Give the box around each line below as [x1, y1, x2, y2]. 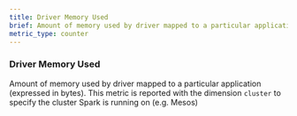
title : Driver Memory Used [9, 12, 109, 22]
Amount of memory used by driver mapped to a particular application [9, 78, 262, 89]
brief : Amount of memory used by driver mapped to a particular [9, 21, 251, 30]
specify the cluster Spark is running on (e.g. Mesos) [9, 97, 199, 107]
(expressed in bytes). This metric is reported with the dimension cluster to [9, 87, 281, 98]
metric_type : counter [9, 29, 89, 38]
